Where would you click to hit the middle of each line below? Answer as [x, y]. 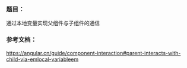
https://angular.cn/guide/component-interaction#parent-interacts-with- [93, 53]
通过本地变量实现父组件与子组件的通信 [53, 23]
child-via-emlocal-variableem [42, 59]
